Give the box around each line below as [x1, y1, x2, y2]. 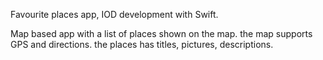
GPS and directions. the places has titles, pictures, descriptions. [10, 39, 274, 50]
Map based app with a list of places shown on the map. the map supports [10, 28, 313, 39]
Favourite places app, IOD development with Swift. [10, 9, 219, 20]
